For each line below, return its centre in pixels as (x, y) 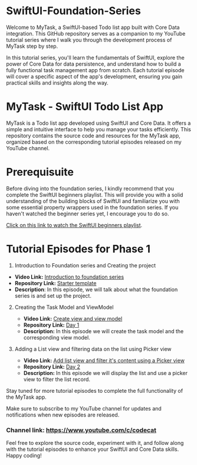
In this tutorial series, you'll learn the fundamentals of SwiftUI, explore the (95, 57)
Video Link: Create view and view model (73, 318)
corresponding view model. (57, 337)
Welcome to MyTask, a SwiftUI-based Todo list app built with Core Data (93, 27)
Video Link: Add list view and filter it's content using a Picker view (104, 360)
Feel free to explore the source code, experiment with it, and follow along (95, 443)
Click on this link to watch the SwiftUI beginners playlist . (74, 225)
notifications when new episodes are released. (63, 415)
